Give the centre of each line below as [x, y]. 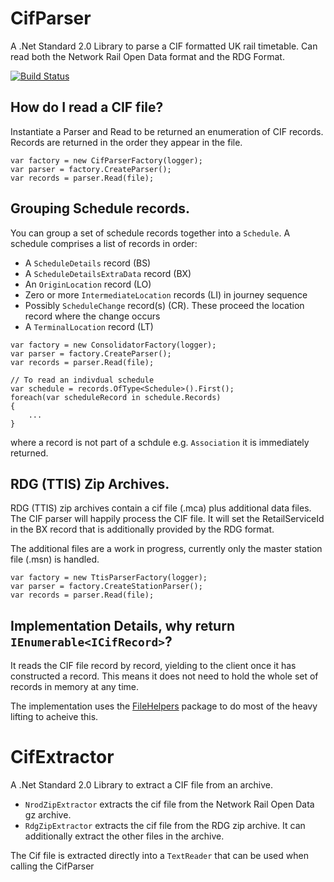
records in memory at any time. [75, 687]
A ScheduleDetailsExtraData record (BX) [108, 273]
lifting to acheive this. [54, 717]
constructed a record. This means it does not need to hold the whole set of [164, 676]
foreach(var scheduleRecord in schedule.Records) [116, 397]
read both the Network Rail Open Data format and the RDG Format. [147, 56]
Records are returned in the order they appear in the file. [126, 142]
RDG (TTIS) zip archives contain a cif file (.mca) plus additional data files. [161, 508]
